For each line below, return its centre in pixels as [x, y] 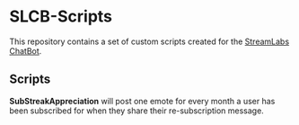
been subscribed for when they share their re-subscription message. [137, 111]
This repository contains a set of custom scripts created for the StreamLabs [149, 41]
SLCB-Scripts [61, 17]
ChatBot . [26, 50]
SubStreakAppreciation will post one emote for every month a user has [142, 101]
